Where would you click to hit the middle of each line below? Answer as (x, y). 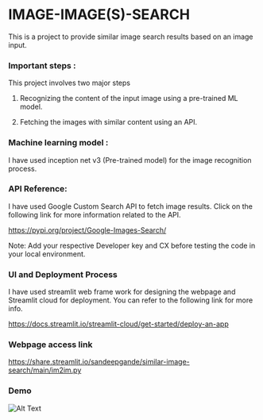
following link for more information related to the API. (95, 214)
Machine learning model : (58, 143)
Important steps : (43, 65)
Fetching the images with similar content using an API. (108, 122)
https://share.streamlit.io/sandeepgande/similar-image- (99, 362)
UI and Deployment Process (63, 274)
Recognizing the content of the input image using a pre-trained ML (129, 98)
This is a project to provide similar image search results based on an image (131, 37)
